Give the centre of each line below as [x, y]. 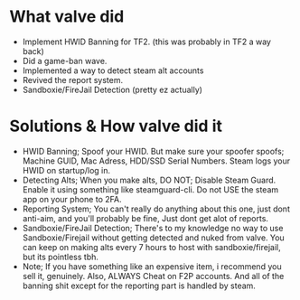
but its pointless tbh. [61, 257]
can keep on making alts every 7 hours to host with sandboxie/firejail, [152, 247]
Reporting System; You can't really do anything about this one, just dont [156, 209]
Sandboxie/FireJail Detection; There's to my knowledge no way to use [153, 228]
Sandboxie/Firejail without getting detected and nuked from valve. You [153, 238]
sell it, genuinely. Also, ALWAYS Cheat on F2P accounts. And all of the [153, 276]
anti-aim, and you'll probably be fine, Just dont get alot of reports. [145, 218]
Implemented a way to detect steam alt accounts [113, 70]
